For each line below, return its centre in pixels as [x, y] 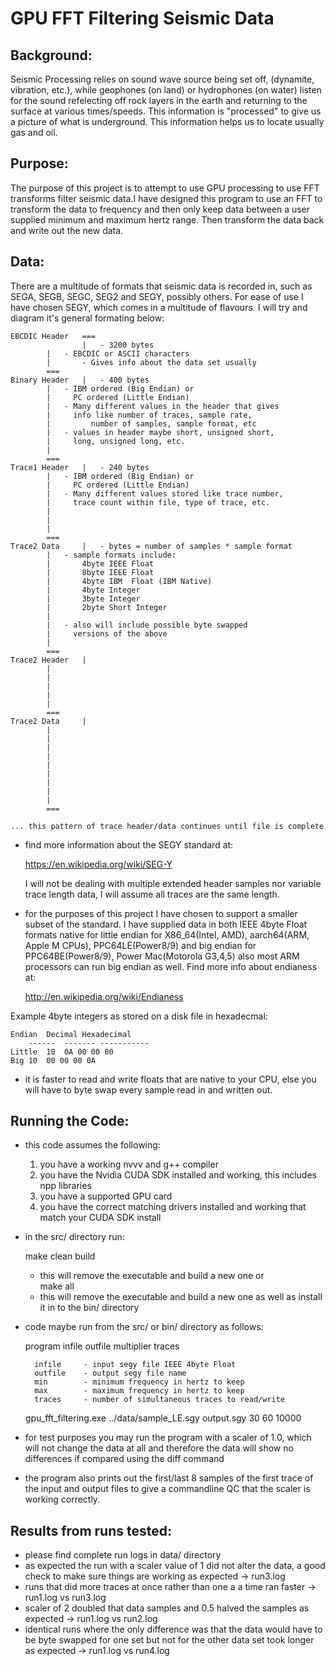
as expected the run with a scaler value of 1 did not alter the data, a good [175, 1566]
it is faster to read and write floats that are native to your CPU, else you [170, 1079]
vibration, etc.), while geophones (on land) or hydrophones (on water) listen [166, 90]
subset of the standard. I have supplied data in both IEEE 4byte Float [166, 924]
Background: [51, 55]
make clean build [60, 1256]
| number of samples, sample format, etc [151, 423]
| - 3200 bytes [118, 345]
